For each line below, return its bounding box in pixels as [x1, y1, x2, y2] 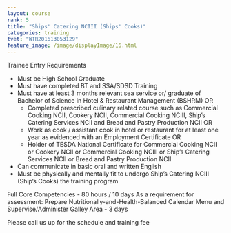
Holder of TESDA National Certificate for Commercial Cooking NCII [27, 141, 217, 148]
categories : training [7, 29, 70, 37]
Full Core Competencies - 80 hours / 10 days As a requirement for [7, 190, 194, 199]
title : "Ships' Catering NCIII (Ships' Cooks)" [7, 23, 147, 30]
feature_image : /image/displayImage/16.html [7, 42, 137, 49]
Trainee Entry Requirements [7, 61, 86, 69]
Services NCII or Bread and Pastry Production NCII [27, 155, 172, 163]
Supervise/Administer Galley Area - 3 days [7, 205, 128, 213]
